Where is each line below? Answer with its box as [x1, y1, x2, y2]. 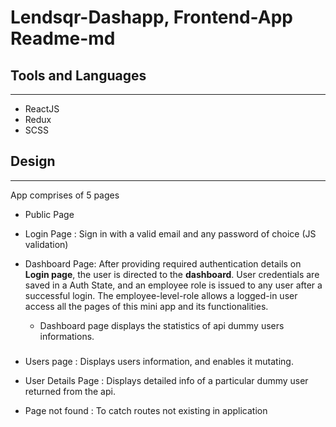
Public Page [24, 208, 75, 220]
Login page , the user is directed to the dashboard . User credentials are [24, 268, 320, 280]
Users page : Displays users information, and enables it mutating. [24, 355, 294, 367]
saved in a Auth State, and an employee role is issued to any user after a [24, 279, 323, 291]
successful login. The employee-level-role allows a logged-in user [24, 289, 298, 301]
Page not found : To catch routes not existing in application [24, 404, 268, 416]
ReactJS [24, 103, 60, 115]
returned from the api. [24, 385, 116, 397]
